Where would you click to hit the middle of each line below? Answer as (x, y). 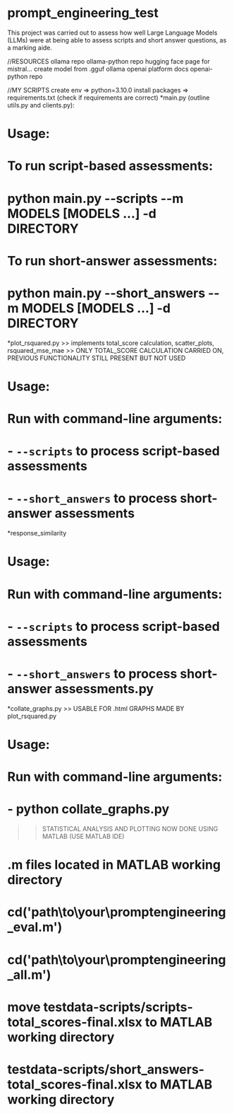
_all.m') (29, 975)
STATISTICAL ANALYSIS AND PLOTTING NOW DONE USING (130, 828)
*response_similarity (37, 533)
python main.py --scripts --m (96, 198)
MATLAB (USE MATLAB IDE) (83, 836)
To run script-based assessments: (110, 166)
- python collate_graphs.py (88, 810)
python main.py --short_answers (106, 293)
